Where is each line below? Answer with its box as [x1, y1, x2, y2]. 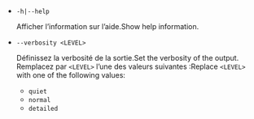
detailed [28, 104, 59, 113]
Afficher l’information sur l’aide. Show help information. [15, 22, 199, 31]
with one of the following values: [15, 70, 126, 79]
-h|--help [15, 7, 50, 15]
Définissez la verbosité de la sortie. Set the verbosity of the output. [15, 53, 239, 62]
